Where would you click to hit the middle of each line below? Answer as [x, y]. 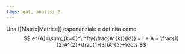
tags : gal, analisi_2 [33, 12]
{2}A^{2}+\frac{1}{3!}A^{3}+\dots [97, 44]
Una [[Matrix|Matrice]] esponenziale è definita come [71, 29]
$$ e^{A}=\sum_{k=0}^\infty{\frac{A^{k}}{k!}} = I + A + [92, 38]
